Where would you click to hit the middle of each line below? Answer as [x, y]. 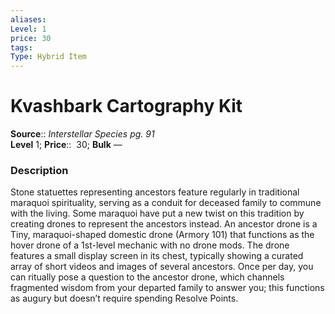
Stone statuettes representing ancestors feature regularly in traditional [155, 192]
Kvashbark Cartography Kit [126, 106]
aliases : [28, 19]
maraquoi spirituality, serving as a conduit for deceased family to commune [166, 203]
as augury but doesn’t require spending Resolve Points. [124, 298]
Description [39, 170]
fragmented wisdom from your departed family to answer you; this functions [167, 288]
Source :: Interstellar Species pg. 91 [82, 134]
